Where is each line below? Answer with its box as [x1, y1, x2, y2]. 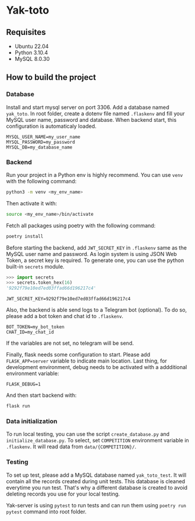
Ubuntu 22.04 [14, 43, 49, 50]
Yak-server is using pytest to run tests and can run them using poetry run [6, 501, 186, 509]
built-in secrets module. [6, 263, 65, 270]
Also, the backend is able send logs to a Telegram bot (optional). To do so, [6, 306, 187, 313]
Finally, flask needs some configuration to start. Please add [6, 351, 151, 358]
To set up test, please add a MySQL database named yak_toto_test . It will [6, 471, 187, 478]
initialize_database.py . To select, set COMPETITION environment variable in [6, 437, 189, 444]
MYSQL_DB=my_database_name [6, 144, 73, 150]
